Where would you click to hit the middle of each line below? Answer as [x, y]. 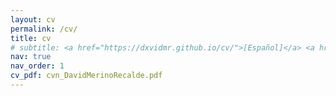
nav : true [31, 57]
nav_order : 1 [37, 66]
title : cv [31, 38]
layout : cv [33, 19]
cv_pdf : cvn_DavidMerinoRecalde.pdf [86, 76]
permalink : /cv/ [44, 29]
